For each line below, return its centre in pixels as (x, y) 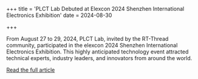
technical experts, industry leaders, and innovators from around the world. (99, 58)
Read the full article (31, 70)
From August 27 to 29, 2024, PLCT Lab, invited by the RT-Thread (87, 39)
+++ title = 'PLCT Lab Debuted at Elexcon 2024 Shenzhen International (95, 9)
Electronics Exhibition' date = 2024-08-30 (59, 15)
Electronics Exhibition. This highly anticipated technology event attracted (97, 52)
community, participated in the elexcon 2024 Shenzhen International (92, 45)
